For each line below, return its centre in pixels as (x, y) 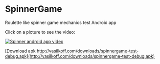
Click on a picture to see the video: (40, 32)
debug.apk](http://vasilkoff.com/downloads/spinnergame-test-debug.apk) (80, 56)
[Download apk (20, 51)
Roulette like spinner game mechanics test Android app (61, 22)
